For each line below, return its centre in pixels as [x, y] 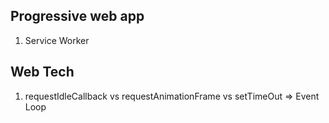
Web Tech [42, 72]
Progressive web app [77, 16]
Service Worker [57, 40]
